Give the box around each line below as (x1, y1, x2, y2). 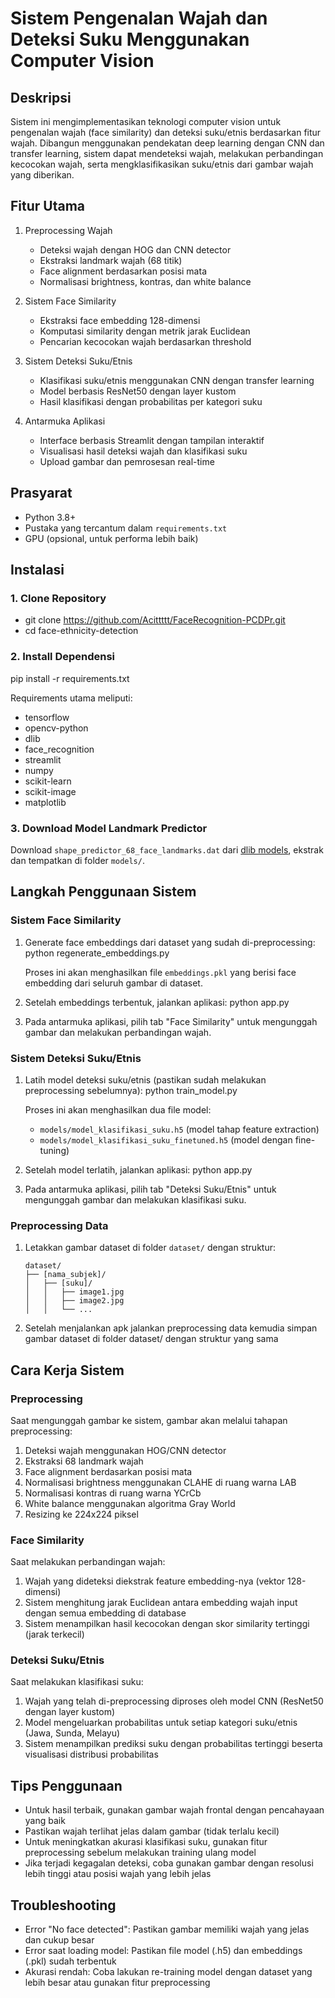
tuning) (39, 1144, 70, 1156)
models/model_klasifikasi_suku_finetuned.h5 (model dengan (39, 1133, 293, 1146)
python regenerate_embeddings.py (24, 947, 170, 959)
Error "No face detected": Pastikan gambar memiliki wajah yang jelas (24, 1923, 310, 1936)
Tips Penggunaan (10, 1777, 123, 1794)
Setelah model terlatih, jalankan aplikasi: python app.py (24, 1163, 253, 1176)
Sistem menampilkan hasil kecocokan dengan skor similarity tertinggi (24, 1618, 310, 1630)
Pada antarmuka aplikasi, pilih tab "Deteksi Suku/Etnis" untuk (24, 1183, 277, 1195)
